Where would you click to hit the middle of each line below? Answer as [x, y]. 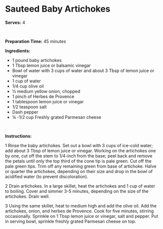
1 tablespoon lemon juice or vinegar [48, 101]
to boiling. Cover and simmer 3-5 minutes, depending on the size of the [77, 191]
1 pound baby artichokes [37, 60]
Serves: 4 [15, 22]
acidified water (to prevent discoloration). [47, 176]
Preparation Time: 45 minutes [36, 41]
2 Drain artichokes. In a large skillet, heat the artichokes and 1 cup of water [80, 186]
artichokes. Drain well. [27, 196]
